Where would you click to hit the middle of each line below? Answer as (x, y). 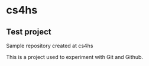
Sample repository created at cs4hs (50, 46)
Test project (29, 32)
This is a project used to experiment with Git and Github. (75, 57)
